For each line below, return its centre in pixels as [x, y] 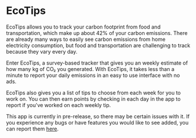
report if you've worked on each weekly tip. [59, 105]
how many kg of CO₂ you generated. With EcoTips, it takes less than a [90, 69]
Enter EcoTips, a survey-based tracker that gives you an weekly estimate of [97, 63]
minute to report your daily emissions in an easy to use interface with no [93, 75]
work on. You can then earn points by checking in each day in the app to [93, 99]
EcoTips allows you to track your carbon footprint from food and [83, 27]
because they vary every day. [42, 51]
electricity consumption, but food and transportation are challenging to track [98, 45]
